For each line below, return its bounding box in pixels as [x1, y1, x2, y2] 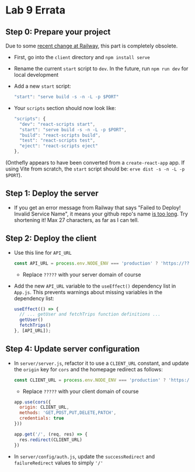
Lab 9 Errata [5, 4, 65, 17]
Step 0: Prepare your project [5, 27, 111, 37]
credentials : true [19, 415, 64, 422]
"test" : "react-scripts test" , [19, 138, 96, 143]
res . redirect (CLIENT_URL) [19, 437, 82, 443]
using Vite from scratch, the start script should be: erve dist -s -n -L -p [5, 165, 185, 172]
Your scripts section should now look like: [13, 104, 116, 111]
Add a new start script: [13, 83, 71, 90]
